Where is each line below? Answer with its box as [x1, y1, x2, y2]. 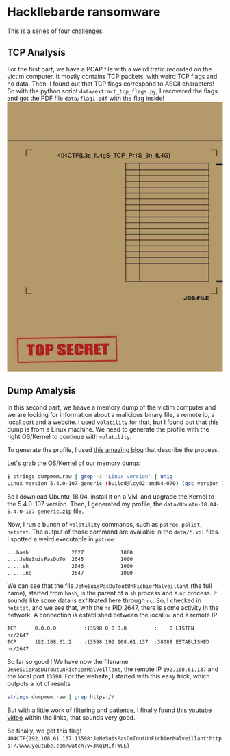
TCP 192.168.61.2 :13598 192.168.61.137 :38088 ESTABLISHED [7, 639, 210, 646]
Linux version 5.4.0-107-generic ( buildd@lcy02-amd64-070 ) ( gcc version [7, 480, 219, 487]
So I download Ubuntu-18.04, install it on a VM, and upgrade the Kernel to [7, 493, 214, 501]
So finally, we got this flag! [7, 727, 82, 735]
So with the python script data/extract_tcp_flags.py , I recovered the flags [7, 86, 218, 95]
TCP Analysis [7, 47, 66, 58]
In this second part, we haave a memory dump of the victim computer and [7, 403, 216, 412]
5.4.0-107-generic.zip [7, 508, 72, 515]
